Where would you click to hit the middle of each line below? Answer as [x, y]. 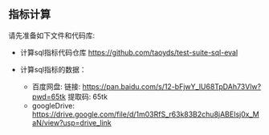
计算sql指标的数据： [53, 69]
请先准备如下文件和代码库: [52, 35]
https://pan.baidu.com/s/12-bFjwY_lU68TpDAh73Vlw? [172, 86]
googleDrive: [53, 105]
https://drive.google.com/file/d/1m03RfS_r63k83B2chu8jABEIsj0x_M [145, 114]
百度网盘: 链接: [56, 86]
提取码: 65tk [88, 96]
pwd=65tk [49, 96]
